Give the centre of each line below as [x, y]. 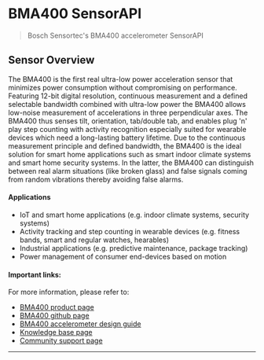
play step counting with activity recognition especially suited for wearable [127, 129]
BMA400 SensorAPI [75, 14]
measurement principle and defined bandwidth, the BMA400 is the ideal [125, 145]
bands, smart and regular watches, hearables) [94, 240]
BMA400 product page [57, 307]
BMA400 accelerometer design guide [80, 324]
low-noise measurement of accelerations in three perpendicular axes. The [128, 112]
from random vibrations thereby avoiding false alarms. [96, 179]
